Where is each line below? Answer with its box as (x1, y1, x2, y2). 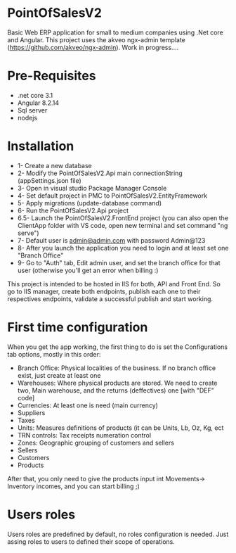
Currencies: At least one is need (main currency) (17, 401, 158, 409)
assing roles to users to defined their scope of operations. (7, 537, 176, 546)
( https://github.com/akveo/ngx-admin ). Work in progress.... (7, 43, 179, 51)
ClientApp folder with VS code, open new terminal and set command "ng (17, 221, 228, 229)
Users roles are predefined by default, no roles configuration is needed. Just (7, 530, 229, 538)
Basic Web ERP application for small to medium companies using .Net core (7, 28, 223, 37)
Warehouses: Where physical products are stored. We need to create (17, 379, 218, 387)
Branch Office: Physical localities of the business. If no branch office (17, 364, 216, 372)
